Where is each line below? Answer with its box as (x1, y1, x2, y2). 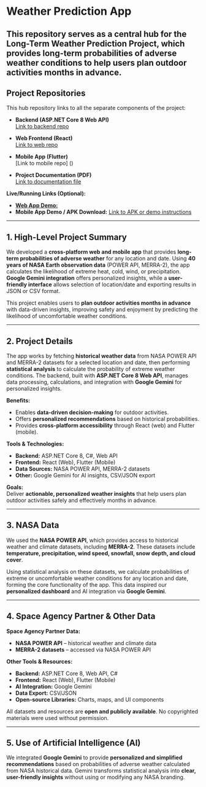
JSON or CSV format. (6, 288, 60, 295)
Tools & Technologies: (6, 440, 64, 448)
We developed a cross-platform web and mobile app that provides (6, 248, 177, 256)
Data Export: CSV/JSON (15, 689, 77, 697)
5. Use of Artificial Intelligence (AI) (6, 738, 141, 748)
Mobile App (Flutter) (15, 153, 69, 160)
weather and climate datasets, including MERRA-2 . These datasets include (6, 542, 196, 550)
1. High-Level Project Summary (6, 232, 127, 242)
